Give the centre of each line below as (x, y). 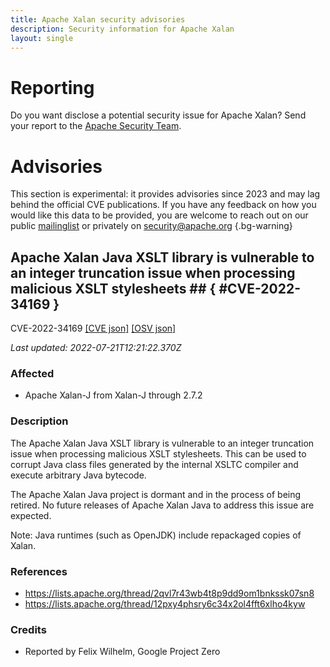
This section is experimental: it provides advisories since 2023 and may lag (165, 194)
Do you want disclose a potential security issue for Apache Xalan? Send (158, 115)
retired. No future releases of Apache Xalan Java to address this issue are (162, 505)
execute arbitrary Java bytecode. (78, 475)
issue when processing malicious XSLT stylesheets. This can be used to (158, 453)
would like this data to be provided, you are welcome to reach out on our (159, 215)
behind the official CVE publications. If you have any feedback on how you (163, 205)
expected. (31, 515)
